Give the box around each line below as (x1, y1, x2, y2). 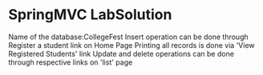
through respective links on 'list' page (8, 57, 133, 67)
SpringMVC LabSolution (8, 6, 172, 24)
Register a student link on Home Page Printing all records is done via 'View (8, 40, 255, 49)
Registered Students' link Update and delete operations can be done (8, 49, 235, 58)
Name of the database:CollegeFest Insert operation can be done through (8, 32, 249, 41)
